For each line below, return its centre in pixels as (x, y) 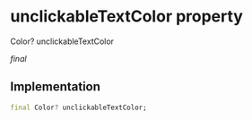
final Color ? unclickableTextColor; (78, 107)
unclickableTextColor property (126, 17)
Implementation (56, 87)
